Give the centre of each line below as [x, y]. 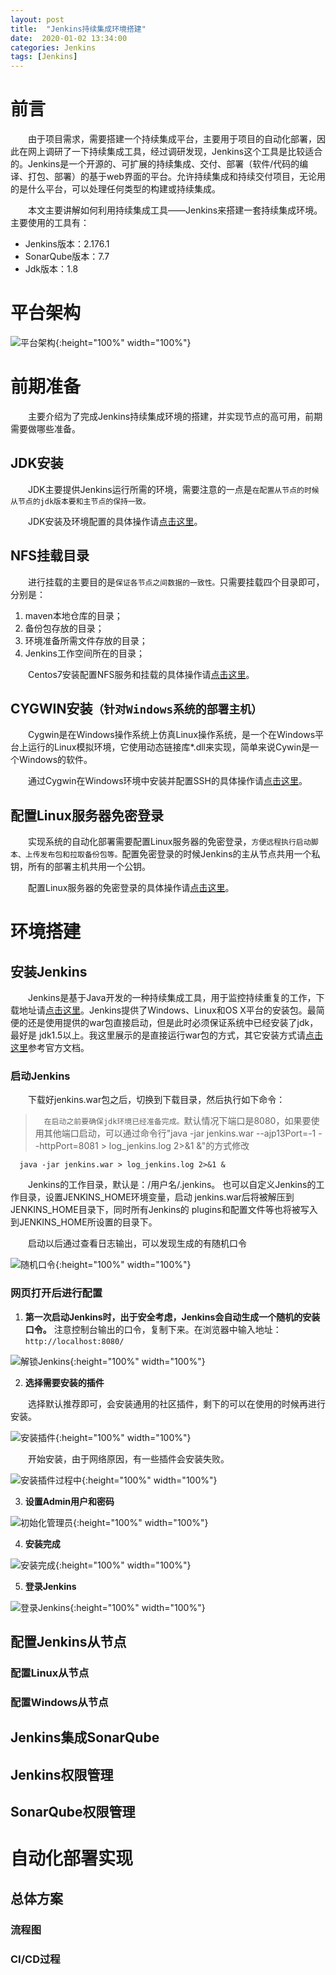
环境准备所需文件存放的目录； [86, 640]
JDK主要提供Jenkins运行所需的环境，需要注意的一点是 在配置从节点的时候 [174, 489]
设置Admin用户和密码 [69, 1501]
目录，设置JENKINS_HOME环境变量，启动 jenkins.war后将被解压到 [156, 1197]
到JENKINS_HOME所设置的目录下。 [84, 1222]
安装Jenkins [49, 971]
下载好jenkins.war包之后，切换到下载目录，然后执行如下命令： [157, 1100]
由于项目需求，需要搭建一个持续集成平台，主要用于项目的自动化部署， [172, 139]
